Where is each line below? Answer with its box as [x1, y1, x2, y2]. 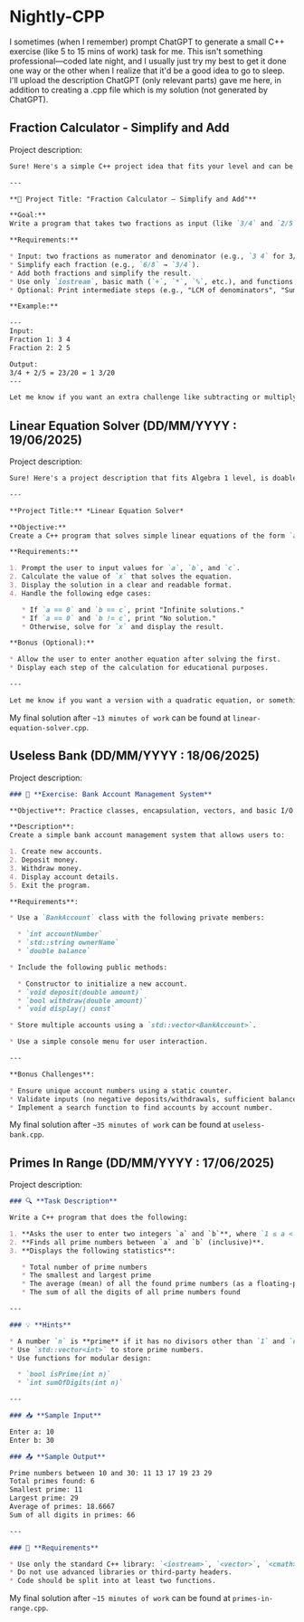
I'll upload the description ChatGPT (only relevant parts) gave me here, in [9, 74, 282, 85]
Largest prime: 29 [9, 1493, 79, 1503]
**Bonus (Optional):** [9, 638, 95, 648]
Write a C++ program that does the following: [9, 1213, 188, 1223]
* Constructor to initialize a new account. [17, 979, 188, 988]
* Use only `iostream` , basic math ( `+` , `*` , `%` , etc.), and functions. [9, 277, 298, 286]
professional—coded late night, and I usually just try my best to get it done [9, 55, 287, 66]
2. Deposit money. [9, 855, 79, 864]
